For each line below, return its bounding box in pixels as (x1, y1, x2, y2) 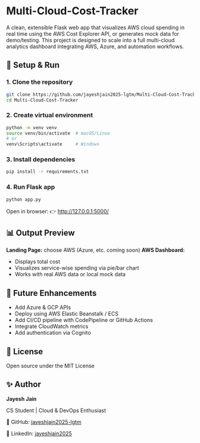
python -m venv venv (6, 124, 58, 130)
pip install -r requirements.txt (6, 169, 89, 175)
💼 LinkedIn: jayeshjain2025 (6, 430, 73, 437)
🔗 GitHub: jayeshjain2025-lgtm (6, 418, 82, 425)
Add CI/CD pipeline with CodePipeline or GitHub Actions (14, 317, 153, 324)
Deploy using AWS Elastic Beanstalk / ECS (14, 310, 119, 317)
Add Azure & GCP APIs (14, 304, 71, 311)
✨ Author (6, 379, 42, 389)
